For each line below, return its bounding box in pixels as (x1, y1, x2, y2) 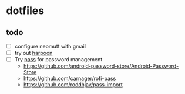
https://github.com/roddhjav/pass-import (23, 81, 123, 88)
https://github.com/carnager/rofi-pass (23, 75, 116, 82)
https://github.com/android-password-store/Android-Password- (23, 62, 179, 69)
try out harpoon (14, 50, 53, 57)
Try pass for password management (14, 56, 103, 63)
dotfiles (6, 4, 45, 18)
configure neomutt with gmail (14, 43, 86, 50)
